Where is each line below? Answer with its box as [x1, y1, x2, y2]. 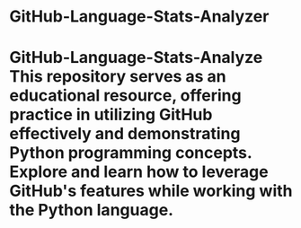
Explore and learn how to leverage [9, 162, 269, 182]
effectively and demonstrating [9, 124, 241, 145]
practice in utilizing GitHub [9, 105, 213, 125]
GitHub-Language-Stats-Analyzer [9, 6, 270, 27]
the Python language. [9, 200, 173, 221]
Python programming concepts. [9, 143, 252, 163]
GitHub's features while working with [9, 181, 293, 201]
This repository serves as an [9, 66, 226, 87]
